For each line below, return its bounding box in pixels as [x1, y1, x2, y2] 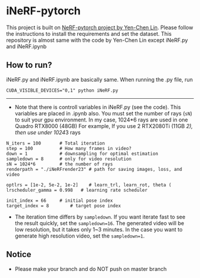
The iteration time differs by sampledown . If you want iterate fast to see [14, 213, 186, 220]
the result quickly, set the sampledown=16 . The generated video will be [14, 219, 185, 227]
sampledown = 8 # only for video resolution [6, 156, 132, 162]
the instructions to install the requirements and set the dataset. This [6, 30, 172, 37]
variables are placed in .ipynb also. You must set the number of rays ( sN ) [14, 110, 192, 117]
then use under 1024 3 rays [14, 129, 81, 136]
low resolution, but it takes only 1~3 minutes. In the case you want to [14, 226, 183, 233]
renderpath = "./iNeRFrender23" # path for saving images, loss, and [6, 166, 183, 172]
